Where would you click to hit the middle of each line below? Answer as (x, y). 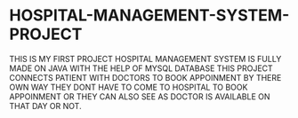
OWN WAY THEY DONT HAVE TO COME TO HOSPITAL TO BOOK (129, 87)
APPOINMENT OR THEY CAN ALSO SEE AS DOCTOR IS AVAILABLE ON (140, 96)
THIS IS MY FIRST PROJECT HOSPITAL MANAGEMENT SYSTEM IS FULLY (145, 59)
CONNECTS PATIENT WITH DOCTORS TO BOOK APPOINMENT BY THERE (145, 77)
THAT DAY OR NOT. (45, 106)
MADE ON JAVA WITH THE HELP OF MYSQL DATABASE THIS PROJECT (141, 68)
